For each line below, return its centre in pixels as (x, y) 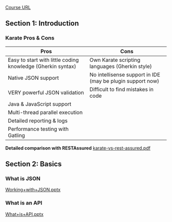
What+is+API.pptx (24, 214)
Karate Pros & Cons (30, 38)
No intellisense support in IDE (125, 75)
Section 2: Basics (34, 164)
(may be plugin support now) (124, 81)
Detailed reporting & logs (38, 121)
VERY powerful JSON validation (46, 93)
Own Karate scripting (115, 60)
